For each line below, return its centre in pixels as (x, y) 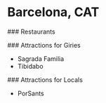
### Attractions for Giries (44, 45)
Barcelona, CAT (53, 12)
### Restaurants (31, 32)
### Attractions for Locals (45, 80)
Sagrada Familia (41, 59)
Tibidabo (30, 66)
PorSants (31, 93)
